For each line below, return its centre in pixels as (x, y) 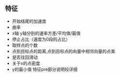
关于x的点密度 (26, 63)
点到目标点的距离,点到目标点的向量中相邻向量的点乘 (63, 51)
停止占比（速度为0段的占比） (41, 39)
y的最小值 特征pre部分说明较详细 (45, 69)
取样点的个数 (25, 45)
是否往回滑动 (25, 57)
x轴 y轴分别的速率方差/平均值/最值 (46, 33)
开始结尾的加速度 (29, 21)
